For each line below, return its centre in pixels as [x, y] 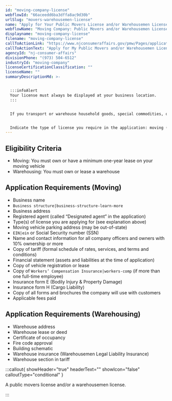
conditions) [25, 254]
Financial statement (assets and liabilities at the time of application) [84, 260]
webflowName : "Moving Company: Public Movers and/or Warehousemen [78, 29]
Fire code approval [33, 343]
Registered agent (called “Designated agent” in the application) [79, 216]
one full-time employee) [38, 276]
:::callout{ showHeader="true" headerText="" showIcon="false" [72, 369]
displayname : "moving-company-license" [48, 34]
